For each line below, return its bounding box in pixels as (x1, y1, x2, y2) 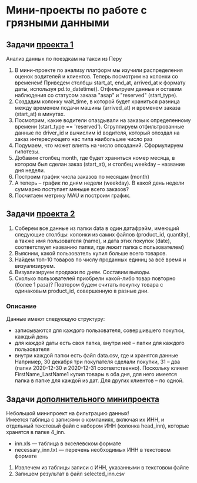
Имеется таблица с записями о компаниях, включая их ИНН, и (6, 416, 165, 423)
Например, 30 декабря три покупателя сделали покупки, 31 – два (14, 358, 181, 366)
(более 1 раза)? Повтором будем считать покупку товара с (14, 281, 163, 288)
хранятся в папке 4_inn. (6, 428, 66, 435)
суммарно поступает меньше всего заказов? (14, 186, 129, 192)
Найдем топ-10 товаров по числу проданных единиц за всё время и (14, 256, 186, 263)
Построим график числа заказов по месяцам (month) (14, 173, 150, 180)
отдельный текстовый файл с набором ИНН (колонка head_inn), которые (6, 422, 189, 429)
